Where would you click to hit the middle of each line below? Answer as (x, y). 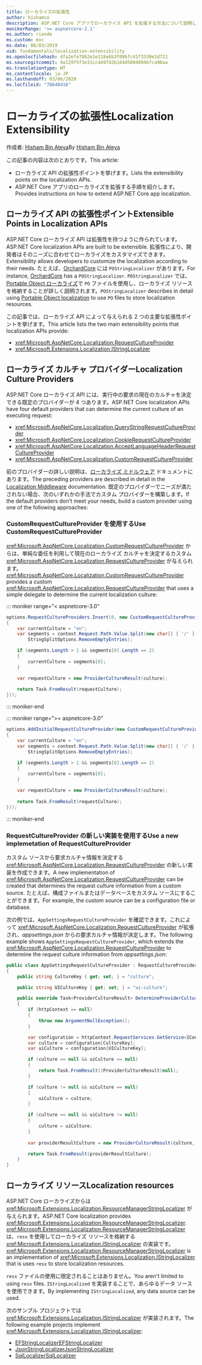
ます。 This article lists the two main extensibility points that (106, 324)
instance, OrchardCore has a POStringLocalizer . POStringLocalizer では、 (98, 276)
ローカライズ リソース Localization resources (90, 1185)
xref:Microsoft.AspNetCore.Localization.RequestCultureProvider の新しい (97, 865)
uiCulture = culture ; (66, 1098)
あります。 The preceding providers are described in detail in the (86, 479)
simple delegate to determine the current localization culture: (82, 594)
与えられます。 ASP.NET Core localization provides (69, 1216)
